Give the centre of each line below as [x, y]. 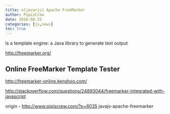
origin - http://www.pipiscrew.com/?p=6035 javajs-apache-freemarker [79, 106]
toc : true [16, 29]
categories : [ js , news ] [29, 24]
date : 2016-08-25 [24, 19]
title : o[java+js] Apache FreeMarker [45, 10]
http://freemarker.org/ [28, 53]
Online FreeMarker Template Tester [63, 69]
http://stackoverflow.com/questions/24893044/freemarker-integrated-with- [85, 91]
